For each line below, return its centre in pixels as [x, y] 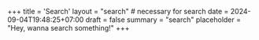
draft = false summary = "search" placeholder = [163, 20]
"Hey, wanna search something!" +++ [69, 28]
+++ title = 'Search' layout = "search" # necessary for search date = [118, 11]
